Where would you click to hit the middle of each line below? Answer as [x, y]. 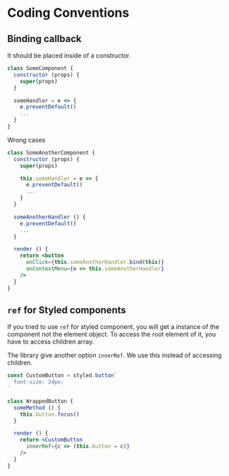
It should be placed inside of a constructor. [69, 55]
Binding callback [44, 39]
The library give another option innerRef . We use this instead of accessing [114, 356]
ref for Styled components [67, 310]
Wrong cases [26, 140]
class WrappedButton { [40, 401]
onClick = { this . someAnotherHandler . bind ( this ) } [95, 262]
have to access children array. [51, 342]
